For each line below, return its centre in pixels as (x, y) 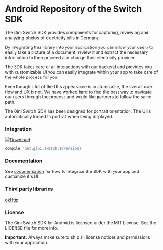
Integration (18, 129)
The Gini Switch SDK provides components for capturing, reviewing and (77, 32)
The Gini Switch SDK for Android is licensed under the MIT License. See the (81, 223)
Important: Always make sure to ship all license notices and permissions (78, 237)
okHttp (12, 200)
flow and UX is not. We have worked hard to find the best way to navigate (78, 92)
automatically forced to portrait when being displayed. (59, 116)
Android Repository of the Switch (73, 9)
